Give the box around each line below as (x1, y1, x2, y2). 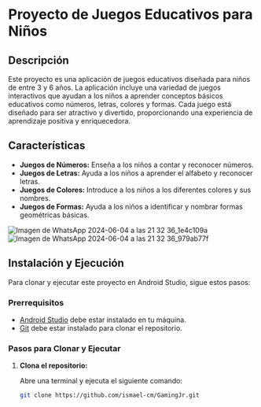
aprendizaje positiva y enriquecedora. (8, 117, 131, 125)
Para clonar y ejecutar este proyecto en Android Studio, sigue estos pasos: (8, 277, 251, 287)
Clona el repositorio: (19, 361, 88, 371)
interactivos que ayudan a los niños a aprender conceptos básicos (8, 91, 223, 100)
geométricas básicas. (19, 210, 90, 220)
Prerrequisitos (8, 297, 64, 308)
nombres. (19, 193, 51, 202)
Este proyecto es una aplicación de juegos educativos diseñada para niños (8, 75, 251, 83)
